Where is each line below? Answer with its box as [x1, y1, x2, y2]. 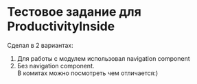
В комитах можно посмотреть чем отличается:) [16, 69, 159, 77]
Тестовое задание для [7, 4, 142, 20]
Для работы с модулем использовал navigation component [16, 54, 190, 62]
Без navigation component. [16, 61, 95, 70]
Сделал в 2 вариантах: [7, 41, 73, 49]
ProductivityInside [7, 18, 115, 34]
